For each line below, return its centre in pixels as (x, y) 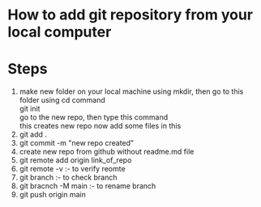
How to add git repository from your (130, 15)
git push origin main (52, 195)
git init (30, 109)
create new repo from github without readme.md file (107, 152)
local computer (60, 32)
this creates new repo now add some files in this (100, 126)
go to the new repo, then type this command (93, 117)
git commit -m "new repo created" (77, 143)
